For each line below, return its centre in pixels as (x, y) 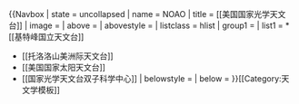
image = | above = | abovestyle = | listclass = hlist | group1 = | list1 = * (159, 25)
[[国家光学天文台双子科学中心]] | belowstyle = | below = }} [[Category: (152, 79)
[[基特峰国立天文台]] (46, 37)
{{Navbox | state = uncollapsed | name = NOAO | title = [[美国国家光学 (139, 14)
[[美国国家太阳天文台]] (64, 67)
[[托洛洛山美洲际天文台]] (68, 56)
